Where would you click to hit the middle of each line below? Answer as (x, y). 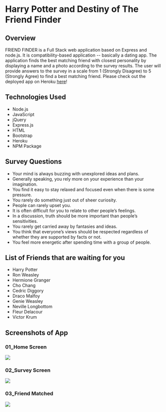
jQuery (19, 120)
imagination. (25, 184)
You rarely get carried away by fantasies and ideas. (65, 226)
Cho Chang (24, 285)
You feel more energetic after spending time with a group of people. (82, 242)
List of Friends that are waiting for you (65, 258)
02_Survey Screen (28, 370)
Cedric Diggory (28, 291)
